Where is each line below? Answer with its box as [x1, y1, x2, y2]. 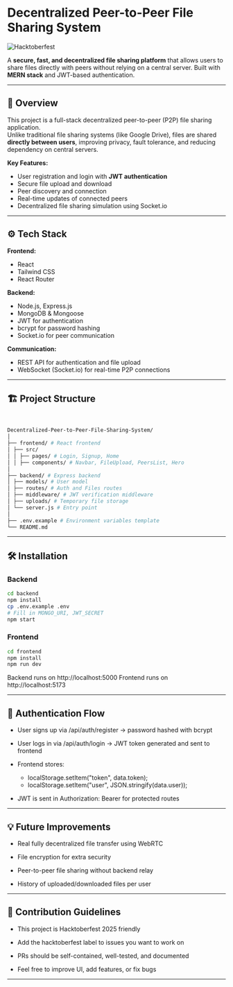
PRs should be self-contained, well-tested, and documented [17, 952, 189, 960]
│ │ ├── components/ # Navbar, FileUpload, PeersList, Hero [7, 459, 185, 466]
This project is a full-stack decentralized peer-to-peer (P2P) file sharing [7, 116, 212, 124]
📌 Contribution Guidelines [7, 907, 121, 918]
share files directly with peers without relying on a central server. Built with [7, 63, 221, 71]
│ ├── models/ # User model [7, 479, 89, 486]
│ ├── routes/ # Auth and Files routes [7, 485, 123, 492]
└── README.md [7, 524, 49, 531]
